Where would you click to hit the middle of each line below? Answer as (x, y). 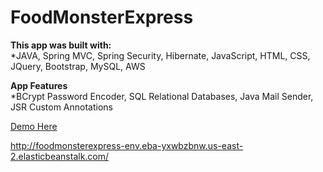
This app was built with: (61, 45)
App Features (39, 85)
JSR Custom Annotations (61, 107)
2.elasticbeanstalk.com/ (60, 156)
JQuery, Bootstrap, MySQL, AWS (78, 66)
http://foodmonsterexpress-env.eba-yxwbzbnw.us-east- (127, 145)
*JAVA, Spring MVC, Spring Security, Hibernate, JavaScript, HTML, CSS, (160, 55)
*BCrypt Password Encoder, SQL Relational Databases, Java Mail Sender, (162, 96)
